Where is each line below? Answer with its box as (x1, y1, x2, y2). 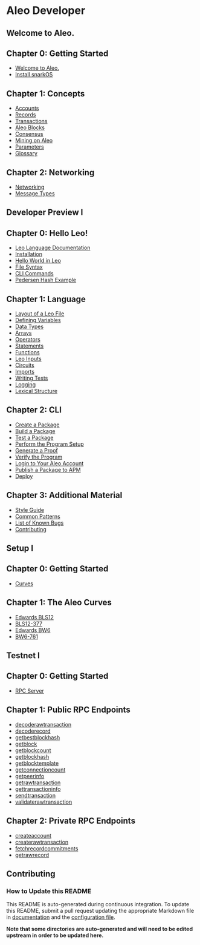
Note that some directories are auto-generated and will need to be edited (6, 926, 193, 933)
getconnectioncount (15, 765, 66, 773)
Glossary (15, 150, 38, 157)
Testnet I (6, 650, 40, 661)
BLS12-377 (15, 620, 43, 627)
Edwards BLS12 (15, 613, 54, 620)
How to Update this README (6, 887, 92, 895)
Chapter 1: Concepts (6, 89, 85, 99)
